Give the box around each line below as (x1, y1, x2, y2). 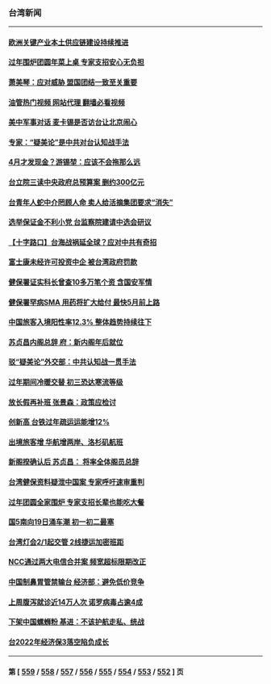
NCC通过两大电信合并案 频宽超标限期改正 (8, 557, 147, 567)
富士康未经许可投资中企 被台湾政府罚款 (8, 257, 138, 267)
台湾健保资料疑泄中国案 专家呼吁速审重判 (8, 476, 145, 486)
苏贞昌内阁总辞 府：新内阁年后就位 (8, 337, 123, 346)
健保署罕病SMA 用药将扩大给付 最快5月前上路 (8, 297, 161, 307)
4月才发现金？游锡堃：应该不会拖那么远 (8, 157, 141, 167)
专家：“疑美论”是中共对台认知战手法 (8, 137, 130, 147)
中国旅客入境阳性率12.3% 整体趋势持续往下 (8, 317, 152, 327)
